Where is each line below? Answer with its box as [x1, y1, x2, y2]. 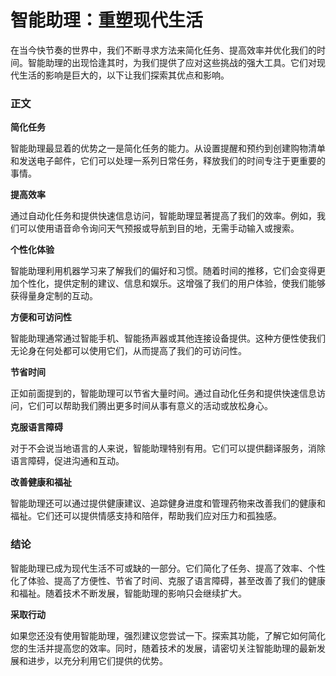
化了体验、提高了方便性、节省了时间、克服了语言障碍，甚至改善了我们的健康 [10, 574, 326, 586]
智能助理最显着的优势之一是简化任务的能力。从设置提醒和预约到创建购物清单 [10, 142, 326, 155]
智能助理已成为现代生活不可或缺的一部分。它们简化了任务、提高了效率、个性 [10, 562, 326, 574]
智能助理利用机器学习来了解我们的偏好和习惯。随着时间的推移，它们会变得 [10, 265, 317, 277]
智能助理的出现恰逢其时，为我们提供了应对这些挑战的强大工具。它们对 [27, 56, 317, 68]
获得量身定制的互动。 [10, 290, 98, 302]
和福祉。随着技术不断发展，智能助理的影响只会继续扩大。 [10, 587, 247, 599]
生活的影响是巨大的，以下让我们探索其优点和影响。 [18, 69, 230, 81]
